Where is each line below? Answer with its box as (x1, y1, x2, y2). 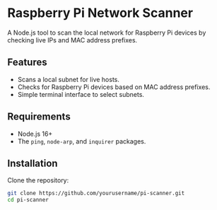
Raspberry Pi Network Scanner (7, 5, 193, 21)
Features (7, 57, 47, 69)
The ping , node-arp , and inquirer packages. (17, 136, 146, 146)
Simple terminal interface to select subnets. (17, 90, 145, 98)
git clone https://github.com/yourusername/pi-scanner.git (7, 189, 185, 197)
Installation (7, 157, 58, 169)
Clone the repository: (7, 176, 69, 185)
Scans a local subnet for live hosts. (17, 75, 120, 83)
